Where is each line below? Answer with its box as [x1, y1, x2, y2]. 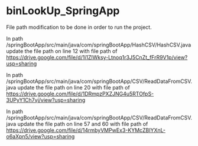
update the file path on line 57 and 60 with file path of [17, 120, 148, 127]
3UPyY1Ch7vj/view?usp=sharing [6, 96, 86, 104]
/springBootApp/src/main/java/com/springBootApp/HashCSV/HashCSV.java [6, 41, 191, 48]
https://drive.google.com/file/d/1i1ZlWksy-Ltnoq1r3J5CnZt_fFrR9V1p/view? [6, 54, 188, 61]
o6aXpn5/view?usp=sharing [6, 132, 75, 140]
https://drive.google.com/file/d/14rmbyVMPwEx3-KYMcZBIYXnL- [6, 127, 165, 134]
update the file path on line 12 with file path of [6, 47, 118, 54]
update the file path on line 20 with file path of [17, 84, 130, 91]
